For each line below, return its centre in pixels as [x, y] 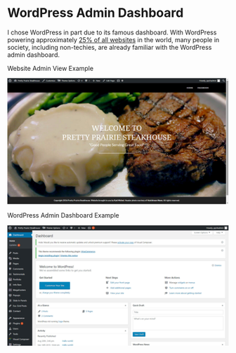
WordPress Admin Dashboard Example [63, 215]
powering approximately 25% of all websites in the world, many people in [113, 39]
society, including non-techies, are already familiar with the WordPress [110, 47]
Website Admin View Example [50, 68]
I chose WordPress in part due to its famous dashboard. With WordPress [112, 32]
